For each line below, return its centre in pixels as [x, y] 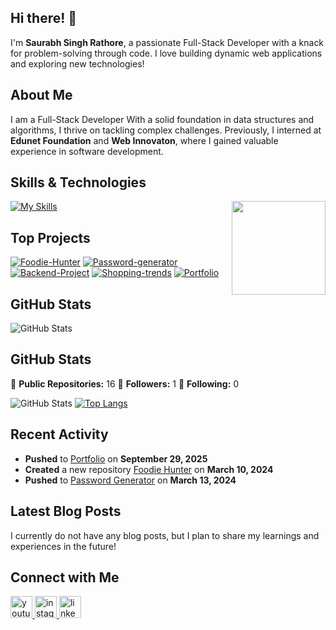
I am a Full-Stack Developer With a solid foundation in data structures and [162, 119]
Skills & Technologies [78, 182]
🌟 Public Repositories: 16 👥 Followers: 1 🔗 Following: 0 [125, 383]
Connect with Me [65, 577]
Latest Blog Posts [66, 511]
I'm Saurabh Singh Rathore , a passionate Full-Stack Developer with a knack [167, 42]
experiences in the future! [63, 546]
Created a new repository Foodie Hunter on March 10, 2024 [149, 469]
